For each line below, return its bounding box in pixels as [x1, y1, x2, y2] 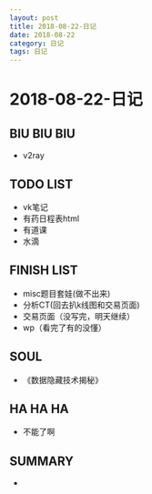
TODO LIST [9, 176, 74, 192]
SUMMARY [9, 453, 75, 469]
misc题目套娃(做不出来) [22, 287, 111, 298]
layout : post [9, 13, 59, 23]
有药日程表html [22, 213, 80, 224]
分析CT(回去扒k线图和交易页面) [22, 299, 140, 310]
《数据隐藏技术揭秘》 [22, 374, 103, 385]
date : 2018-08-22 [9, 30, 76, 39]
